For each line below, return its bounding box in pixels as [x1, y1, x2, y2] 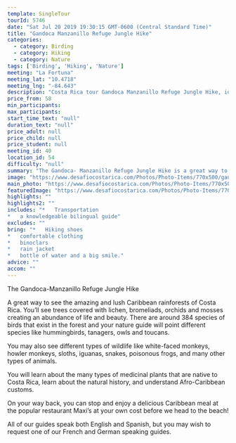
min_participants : [7, 102, 61, 109]
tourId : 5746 [7, 17, 46, 24]
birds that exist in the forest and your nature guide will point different [7, 321, 206, 329]
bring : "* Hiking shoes [7, 226, 83, 233]
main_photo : [7, 180, 42, 187]
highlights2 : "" [7, 200, 55, 207]
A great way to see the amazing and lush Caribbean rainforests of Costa [7, 298, 216, 307]
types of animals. [7, 357, 58, 365]
